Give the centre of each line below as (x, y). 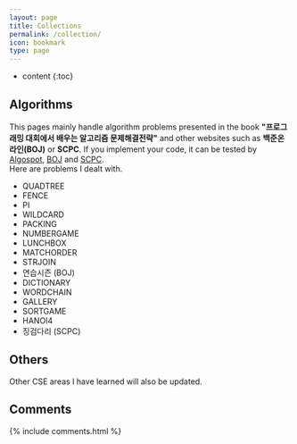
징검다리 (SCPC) (51, 331)
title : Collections (45, 26)
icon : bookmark (37, 42)
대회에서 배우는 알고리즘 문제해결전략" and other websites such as (143, 138)
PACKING (40, 223)
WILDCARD (43, 214)
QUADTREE (43, 186)
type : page (29, 51)
